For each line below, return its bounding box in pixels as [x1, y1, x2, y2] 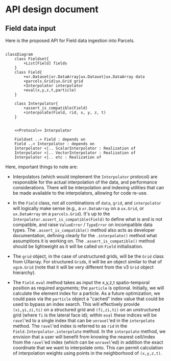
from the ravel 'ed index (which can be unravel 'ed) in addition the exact [12, 339, 163, 345]
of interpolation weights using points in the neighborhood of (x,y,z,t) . [12, 350, 162, 356]
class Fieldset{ [14, 56, 50, 61]
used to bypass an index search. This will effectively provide [12, 301, 140, 307]
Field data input [5, 24, 56, 33]
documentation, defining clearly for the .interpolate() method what [12, 233, 157, 238]
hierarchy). [12, 269, 36, 276]
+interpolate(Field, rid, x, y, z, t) [23, 110, 106, 115]
